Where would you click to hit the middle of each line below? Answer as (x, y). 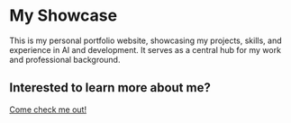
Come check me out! (48, 110)
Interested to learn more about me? (110, 88)
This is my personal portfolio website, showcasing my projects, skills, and (145, 40)
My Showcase (64, 16)
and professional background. (65, 59)
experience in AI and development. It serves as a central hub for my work (145, 49)
